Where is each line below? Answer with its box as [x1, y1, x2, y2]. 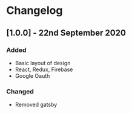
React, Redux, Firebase [15, 66, 73, 73]
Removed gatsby [15, 101, 58, 109]
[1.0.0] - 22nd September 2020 [6, 28, 126, 38]
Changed [6, 87, 35, 95]
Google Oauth [15, 72, 50, 79]
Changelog [6, 4, 63, 17]
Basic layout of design [15, 59, 71, 66]
